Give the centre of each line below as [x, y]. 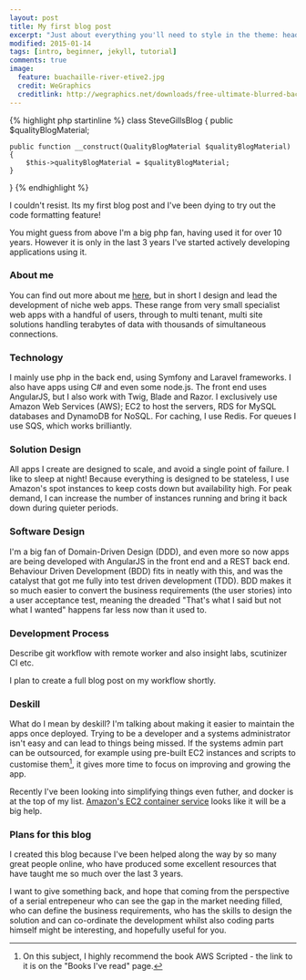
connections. [34, 334]
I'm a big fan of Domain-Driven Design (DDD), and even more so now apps [149, 552]
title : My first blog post [61, 26]
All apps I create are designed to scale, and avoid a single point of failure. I [149, 469]
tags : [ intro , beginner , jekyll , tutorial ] [93, 52]
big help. [26, 810]
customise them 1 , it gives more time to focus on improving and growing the [150, 763]
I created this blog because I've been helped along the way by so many [143, 854]
